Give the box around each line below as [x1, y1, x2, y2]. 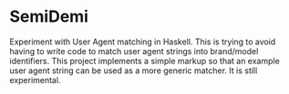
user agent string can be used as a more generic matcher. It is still [9, 65, 258, 76]
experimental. [9, 74, 61, 85]
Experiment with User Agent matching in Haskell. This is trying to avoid [9, 36, 276, 47]
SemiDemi [9, 6, 89, 27]
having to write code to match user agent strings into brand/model [9, 45, 259, 56]
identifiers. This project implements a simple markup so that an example [9, 55, 280, 66]
